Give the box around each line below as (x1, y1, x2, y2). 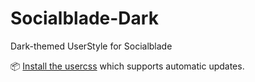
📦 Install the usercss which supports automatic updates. (10, 60, 245, 72)
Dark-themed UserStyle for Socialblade (10, 40, 173, 52)
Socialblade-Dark (10, 7, 159, 30)
